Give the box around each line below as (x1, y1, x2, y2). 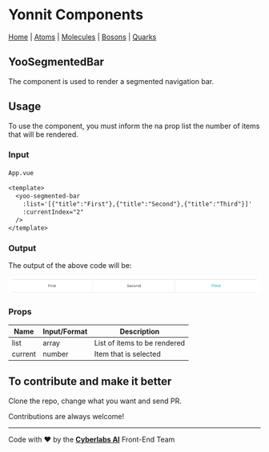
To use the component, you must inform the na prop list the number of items (8, 121, 260, 130)
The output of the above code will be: (8, 261, 132, 270)
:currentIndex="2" (22, 208, 84, 216)
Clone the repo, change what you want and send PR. (8, 396, 182, 406)
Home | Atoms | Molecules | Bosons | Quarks (8, 32, 157, 42)
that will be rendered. (8, 130, 78, 139)
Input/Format (42, 326, 88, 336)
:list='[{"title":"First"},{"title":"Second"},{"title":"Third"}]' (22, 200, 252, 208)
